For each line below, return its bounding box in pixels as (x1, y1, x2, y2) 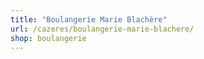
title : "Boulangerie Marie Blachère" (10, 14, 168, 25)
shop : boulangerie (10, 33, 87, 43)
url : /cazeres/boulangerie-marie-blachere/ (10, 24, 195, 34)
